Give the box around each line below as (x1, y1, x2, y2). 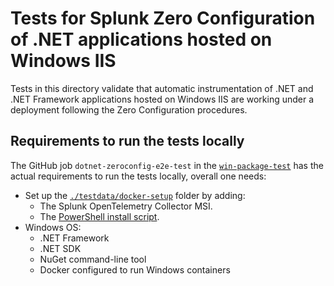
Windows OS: (24, 221, 82, 233)
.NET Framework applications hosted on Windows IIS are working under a (10, 93, 315, 105)
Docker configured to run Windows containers (39, 263, 231, 276)
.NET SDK (39, 242, 82, 254)
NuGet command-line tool (39, 253, 147, 265)
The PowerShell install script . (39, 210, 160, 222)
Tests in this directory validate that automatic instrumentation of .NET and (10, 82, 314, 94)
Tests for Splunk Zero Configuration (10, 7, 316, 30)
